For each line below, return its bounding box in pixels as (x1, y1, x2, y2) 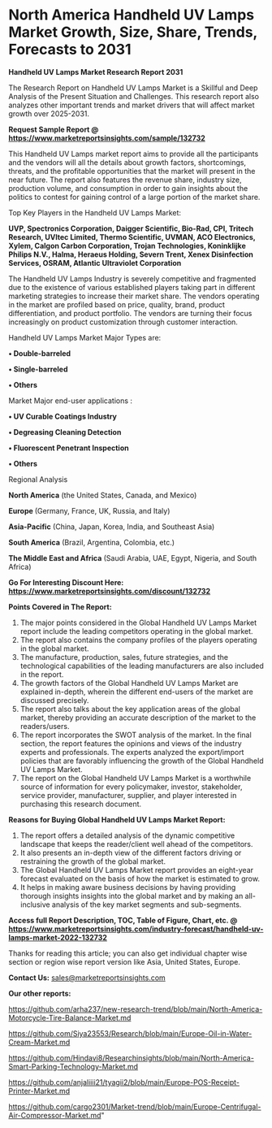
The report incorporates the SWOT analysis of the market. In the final (19, 730, 252, 740)
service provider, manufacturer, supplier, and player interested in (19, 790, 237, 800)
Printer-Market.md (8, 1086, 71, 1095)
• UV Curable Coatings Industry (8, 411, 118, 421)
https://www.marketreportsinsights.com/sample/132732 (8, 132, 205, 143)
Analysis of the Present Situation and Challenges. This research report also (8, 91, 260, 101)
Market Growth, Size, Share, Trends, (8, 23, 258, 41)
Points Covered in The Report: (8, 601, 112, 611)
